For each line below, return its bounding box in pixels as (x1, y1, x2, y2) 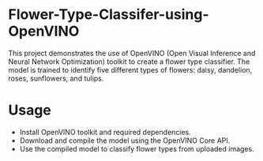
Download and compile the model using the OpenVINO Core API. (19, 136, 231, 145)
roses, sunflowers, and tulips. (8, 73, 104, 83)
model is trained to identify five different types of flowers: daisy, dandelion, (8, 65, 253, 74)
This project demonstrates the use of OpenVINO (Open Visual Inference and (8, 48, 256, 58)
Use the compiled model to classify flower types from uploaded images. (19, 144, 254, 153)
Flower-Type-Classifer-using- (8, 6, 209, 24)
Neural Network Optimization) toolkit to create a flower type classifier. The (8, 57, 250, 66)
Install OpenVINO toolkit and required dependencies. (19, 127, 191, 137)
